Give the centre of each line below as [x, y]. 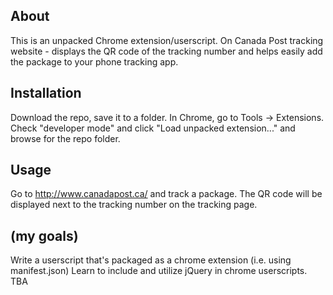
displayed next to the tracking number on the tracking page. [134, 205]
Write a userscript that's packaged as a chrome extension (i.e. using [151, 260]
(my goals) [44, 235]
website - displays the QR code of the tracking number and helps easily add [166, 51]
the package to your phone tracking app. [94, 61]
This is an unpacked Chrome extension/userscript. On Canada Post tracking [167, 40]
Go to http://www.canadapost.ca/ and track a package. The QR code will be [166, 194]
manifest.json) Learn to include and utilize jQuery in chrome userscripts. [159, 271]
